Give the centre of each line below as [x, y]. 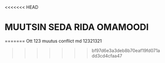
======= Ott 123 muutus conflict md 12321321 [53, 41]
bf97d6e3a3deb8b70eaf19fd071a [126, 50]
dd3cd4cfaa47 [107, 56]
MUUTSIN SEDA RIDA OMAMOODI [77, 27]
